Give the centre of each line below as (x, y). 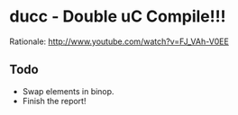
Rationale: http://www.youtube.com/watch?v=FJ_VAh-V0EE (119, 41)
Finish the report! (54, 101)
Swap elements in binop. (68, 91)
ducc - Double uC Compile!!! (118, 17)
